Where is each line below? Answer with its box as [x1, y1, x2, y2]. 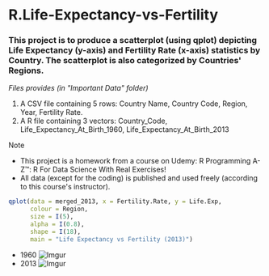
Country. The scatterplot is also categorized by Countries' [8, 55, 242, 66]
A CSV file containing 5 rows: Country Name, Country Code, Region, [19, 99, 248, 108]
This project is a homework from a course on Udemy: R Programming [19, 156, 251, 166]
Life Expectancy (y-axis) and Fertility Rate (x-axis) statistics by [8, 45, 261, 56]
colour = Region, [29, 205, 89, 214]
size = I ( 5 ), [29, 213, 74, 221]
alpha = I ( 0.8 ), [29, 220, 85, 228]
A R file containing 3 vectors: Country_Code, [19, 116, 168, 126]
